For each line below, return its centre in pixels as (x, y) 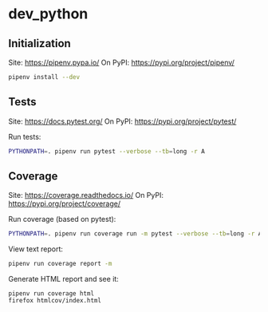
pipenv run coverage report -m (60, 264)
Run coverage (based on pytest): (62, 219)
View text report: (36, 249)
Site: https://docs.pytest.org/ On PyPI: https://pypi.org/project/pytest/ (122, 121)
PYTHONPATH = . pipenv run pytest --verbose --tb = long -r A (106, 151)
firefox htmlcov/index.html (55, 301)
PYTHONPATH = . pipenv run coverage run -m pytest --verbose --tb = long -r (132, 234)
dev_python (48, 14)
